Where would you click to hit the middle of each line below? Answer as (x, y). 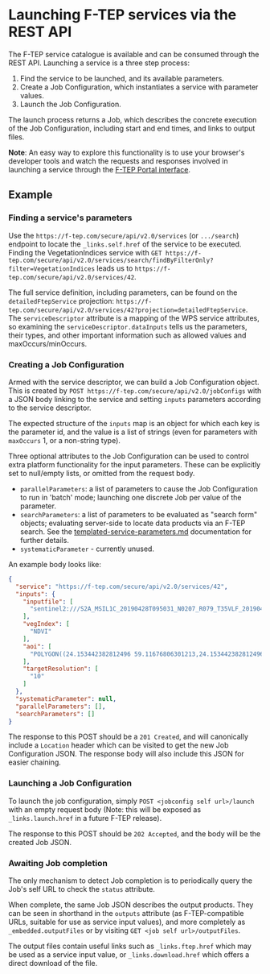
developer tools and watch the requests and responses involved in (119, 161)
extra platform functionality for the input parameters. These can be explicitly (135, 464)
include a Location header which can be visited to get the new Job (119, 745)
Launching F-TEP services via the (123, 15)
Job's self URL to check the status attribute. (82, 889)
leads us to (115, 268)
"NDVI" (41, 632)
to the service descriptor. (50, 408)
